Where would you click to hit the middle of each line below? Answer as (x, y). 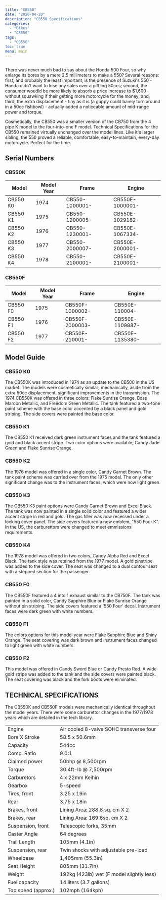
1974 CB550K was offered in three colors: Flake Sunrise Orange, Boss (76, 398)
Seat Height (21, 866)
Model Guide (25, 357)
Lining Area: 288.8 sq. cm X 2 (94, 810)
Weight (16, 874)
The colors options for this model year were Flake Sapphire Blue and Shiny (81, 635)
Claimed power (25, 762)
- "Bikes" (20, 28)
